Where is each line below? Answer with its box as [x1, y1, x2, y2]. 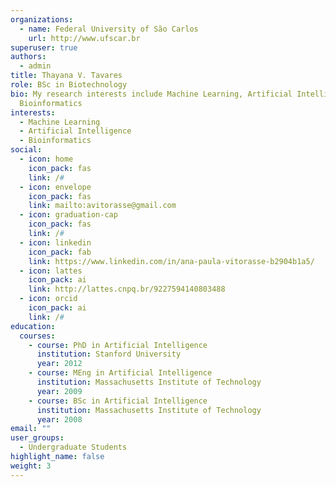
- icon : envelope [19, 182, 92, 192]
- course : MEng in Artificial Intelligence [28, 368, 213, 378]
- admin [19, 61, 52, 71]
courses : [19, 331, 56, 341]
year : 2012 [36, 359, 83, 369]
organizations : [10, 14, 74, 25]
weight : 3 [10, 461, 52, 471]
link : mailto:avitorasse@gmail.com [28, 201, 177, 211]
